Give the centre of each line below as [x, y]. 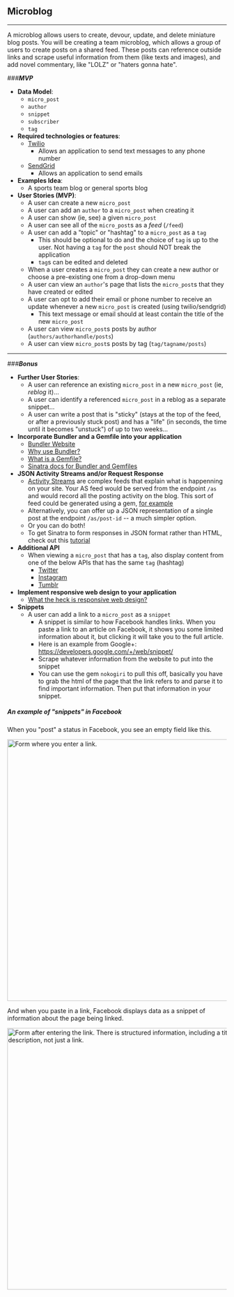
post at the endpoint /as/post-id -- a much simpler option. [112, 518]
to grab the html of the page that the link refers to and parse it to [130, 681]
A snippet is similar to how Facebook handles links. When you [127, 622]
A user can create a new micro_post [79, 202]
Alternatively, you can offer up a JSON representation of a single [120, 510]
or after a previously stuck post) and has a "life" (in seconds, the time [127, 421]
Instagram [53, 577]
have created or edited [60, 292]
